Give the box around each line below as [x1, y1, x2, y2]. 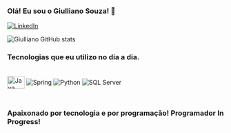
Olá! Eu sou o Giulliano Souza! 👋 [7, 6, 116, 16]
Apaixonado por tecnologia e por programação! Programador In [7, 108, 224, 118]
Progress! [7, 116, 41, 126]
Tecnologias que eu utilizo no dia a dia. [7, 52, 140, 62]
